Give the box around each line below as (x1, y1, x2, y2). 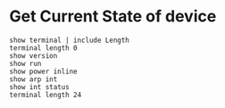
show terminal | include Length (9, 36, 129, 45)
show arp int (9, 74, 58, 84)
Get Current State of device (9, 6, 217, 27)
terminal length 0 (9, 43, 78, 53)
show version (9, 51, 58, 60)
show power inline (9, 67, 78, 76)
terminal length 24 (9, 90, 82, 99)
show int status (9, 82, 70, 91)
